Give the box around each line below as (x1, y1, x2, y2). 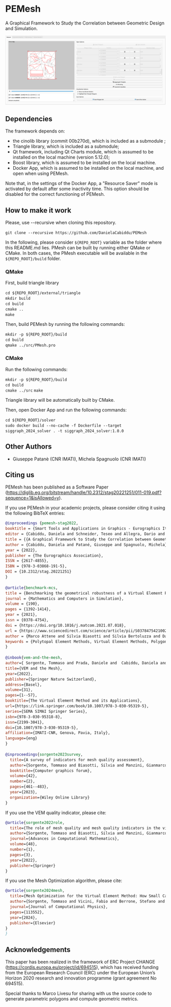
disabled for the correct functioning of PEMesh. (5, 191, 105, 197)
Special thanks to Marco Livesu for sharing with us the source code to (5, 990, 152, 997)
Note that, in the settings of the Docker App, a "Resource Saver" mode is (5, 180, 158, 187)
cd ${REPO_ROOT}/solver (5, 418, 56, 423)
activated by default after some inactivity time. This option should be (5, 186, 149, 192)
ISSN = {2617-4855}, (5, 558, 49, 563)
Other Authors (5, 442, 52, 451)
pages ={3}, (10, 852, 33, 857)
